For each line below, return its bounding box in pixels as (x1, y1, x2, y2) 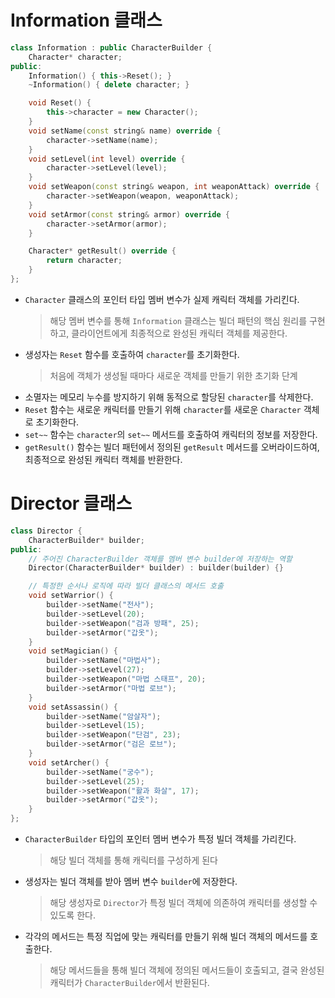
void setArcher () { (28, 757, 110, 768)
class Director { (10, 526, 83, 536)
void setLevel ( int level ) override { (28, 154, 186, 164)
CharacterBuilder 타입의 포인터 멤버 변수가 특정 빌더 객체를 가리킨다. (24, 833, 297, 845)
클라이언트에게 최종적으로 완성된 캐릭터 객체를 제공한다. (71, 327, 288, 339)
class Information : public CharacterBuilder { (10, 42, 213, 53)
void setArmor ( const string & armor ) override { (28, 209, 230, 220)
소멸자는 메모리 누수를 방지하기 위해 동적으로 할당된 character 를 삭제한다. (24, 391, 314, 403)
